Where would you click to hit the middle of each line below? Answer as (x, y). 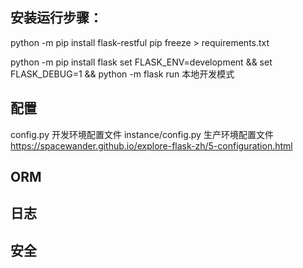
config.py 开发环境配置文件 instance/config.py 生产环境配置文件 (142, 134)
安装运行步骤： (56, 18)
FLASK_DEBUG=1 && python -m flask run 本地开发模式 (122, 74)
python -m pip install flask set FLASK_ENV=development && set (141, 62)
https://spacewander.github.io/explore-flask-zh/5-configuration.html (151, 145)
